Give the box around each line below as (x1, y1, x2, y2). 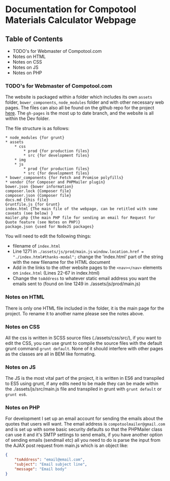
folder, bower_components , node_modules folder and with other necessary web (5, 99, 164, 105)
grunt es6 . (5, 392, 27, 398)
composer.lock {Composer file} (5, 189, 72, 194)
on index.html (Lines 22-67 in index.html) (12, 270, 100, 276)
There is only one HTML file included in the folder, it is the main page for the (5, 305, 164, 311)
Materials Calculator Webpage (5, 14, 137, 26)
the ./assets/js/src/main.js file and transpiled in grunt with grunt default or (5, 386, 162, 392)
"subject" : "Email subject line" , (14, 462, 87, 467)
